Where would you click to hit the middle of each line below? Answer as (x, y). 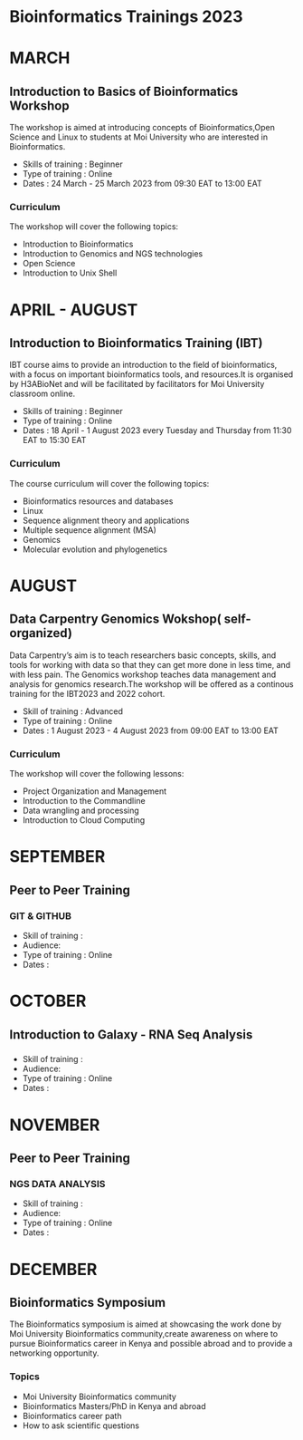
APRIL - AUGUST (74, 309)
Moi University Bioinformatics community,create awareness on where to (144, 1334)
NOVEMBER (55, 1125)
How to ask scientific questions (81, 1426)
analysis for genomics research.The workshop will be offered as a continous (151, 684)
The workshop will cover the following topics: (94, 227)
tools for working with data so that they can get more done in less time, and (150, 664)
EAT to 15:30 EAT (54, 440)
